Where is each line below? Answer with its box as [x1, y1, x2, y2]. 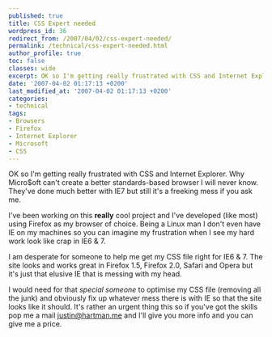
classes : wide [8, 65, 57, 73]
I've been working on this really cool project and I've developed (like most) [8, 211, 258, 221]
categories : [8, 95, 49, 103]
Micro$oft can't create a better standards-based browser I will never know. [8, 178, 259, 187]
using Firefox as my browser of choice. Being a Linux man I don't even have [8, 219, 261, 229]
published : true [8, 11, 63, 20]
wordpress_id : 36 [8, 27, 67, 35]
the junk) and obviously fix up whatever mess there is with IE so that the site [8, 293, 262, 303]
